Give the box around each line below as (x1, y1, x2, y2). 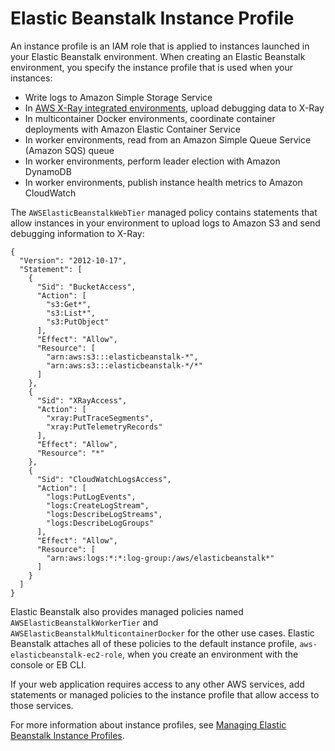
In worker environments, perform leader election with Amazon (24, 155, 281, 167)
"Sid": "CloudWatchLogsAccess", (36, 474, 172, 484)
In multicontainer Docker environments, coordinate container (24, 112, 276, 124)
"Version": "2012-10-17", (19, 255, 128, 266)
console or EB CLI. (10, 658, 87, 671)
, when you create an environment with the (121, 648, 299, 660)
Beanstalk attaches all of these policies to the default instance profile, (10, 637, 298, 649)
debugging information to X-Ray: (10, 227, 145, 239)
